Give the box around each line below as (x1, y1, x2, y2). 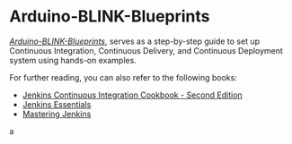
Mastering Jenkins (22, 108, 92, 119)
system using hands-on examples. (9, 55, 137, 65)
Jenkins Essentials (22, 98, 92, 109)
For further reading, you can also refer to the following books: (9, 72, 238, 82)
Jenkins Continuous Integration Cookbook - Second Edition (22, 89, 243, 100)
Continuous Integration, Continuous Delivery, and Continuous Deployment (9, 45, 283, 55)
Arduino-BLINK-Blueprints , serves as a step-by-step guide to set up (9, 36, 261, 47)
